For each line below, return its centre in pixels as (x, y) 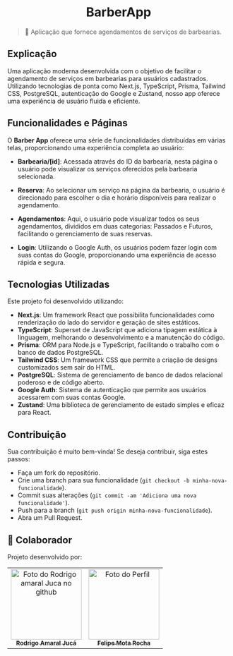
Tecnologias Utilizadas (59, 284)
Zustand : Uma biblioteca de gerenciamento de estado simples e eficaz (121, 405)
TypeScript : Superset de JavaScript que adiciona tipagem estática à (117, 330)
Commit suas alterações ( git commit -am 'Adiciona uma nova (107, 495)
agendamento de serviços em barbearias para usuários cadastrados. (108, 78)
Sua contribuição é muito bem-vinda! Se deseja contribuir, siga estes (108, 451)
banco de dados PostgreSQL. (60, 353)
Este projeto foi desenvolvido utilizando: (66, 301)
